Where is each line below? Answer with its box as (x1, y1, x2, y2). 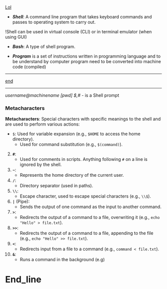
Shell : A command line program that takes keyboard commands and (12, 14, 152, 19)
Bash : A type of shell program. (12, 44, 76, 49)
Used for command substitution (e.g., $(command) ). (19, 142, 123, 147)
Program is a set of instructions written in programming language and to (12, 53, 161, 59)
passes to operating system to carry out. (12, 19, 96, 25)
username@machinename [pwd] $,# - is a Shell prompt (5, 92, 119, 98)
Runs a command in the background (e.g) (19, 257, 105, 263)
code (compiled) (12, 64, 46, 70)
